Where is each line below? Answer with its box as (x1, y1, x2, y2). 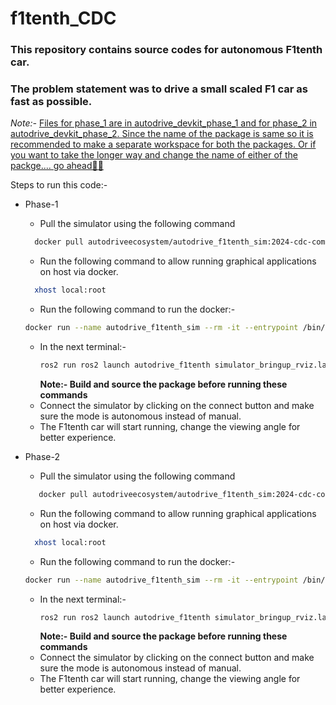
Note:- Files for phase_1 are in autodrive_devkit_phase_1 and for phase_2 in (10, 117, 318, 129)
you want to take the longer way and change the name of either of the (10, 149, 298, 161)
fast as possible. (10, 95, 93, 109)
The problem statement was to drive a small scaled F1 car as (10, 82, 308, 96)
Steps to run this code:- (10, 179, 108, 191)
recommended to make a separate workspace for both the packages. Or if (10, 138, 317, 151)
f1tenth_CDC (10, 7, 117, 30)
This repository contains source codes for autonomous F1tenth (10, 43, 323, 57)
